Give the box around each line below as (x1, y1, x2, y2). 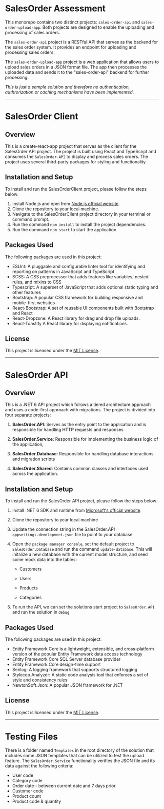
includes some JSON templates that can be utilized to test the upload (5, 752, 144, 758)
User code (12, 772, 34, 778)
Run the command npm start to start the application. (12, 226, 118, 232)
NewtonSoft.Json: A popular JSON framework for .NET (12, 682, 123, 688)
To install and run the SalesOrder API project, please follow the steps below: (5, 498, 158, 504)
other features (12, 289, 41, 295)
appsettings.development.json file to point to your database (12, 532, 133, 538)
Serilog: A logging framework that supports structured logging (12, 667, 138, 673)
